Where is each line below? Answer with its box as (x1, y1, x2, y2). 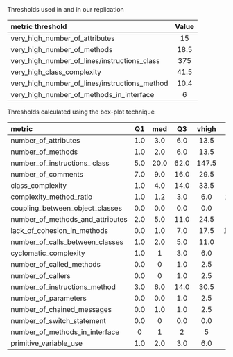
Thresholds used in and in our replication (7, 6, 125, 13)
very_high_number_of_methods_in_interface (10, 90, 155, 99)
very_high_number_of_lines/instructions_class (10, 56, 160, 65)
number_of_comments (10, 170, 84, 179)
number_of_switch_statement (10, 316, 106, 325)
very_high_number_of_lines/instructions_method (10, 78, 169, 88)
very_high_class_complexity (10, 67, 102, 77)
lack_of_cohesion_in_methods (10, 226, 109, 235)
